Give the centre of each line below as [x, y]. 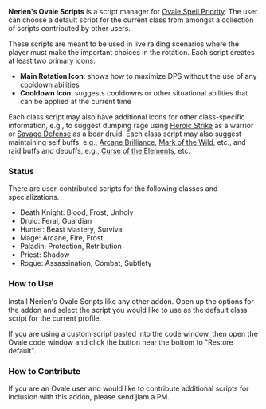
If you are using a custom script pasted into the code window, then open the [133, 333]
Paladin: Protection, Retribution [70, 247]
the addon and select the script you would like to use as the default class [128, 310]
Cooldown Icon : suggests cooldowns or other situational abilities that [134, 93]
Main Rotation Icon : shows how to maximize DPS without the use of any [138, 76]
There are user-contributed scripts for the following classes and [113, 189]
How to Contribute [45, 371]
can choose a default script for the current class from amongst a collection [131, 20]
